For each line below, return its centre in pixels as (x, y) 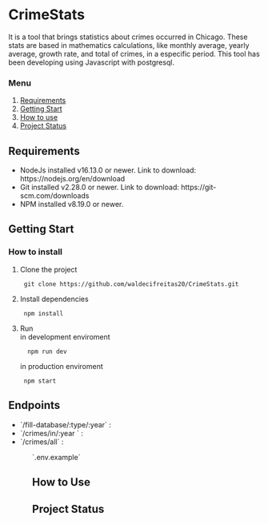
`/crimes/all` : (42, 442)
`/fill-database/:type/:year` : (66, 424)
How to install (35, 252)
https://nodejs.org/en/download (72, 179)
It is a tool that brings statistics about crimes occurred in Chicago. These (128, 37)
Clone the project (48, 269)
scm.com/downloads (54, 196)
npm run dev (47, 351)
